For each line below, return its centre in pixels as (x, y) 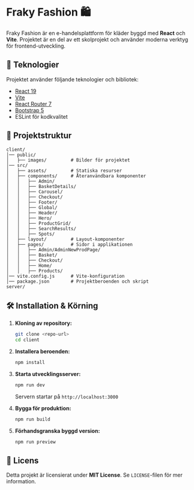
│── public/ (21, 155)
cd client (27, 340)
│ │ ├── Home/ (29, 265)
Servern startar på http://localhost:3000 (66, 397)
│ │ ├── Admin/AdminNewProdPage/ (53, 250)
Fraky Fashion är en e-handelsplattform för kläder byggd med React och (96, 33)
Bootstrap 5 (29, 110)
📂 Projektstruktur (39, 136)
